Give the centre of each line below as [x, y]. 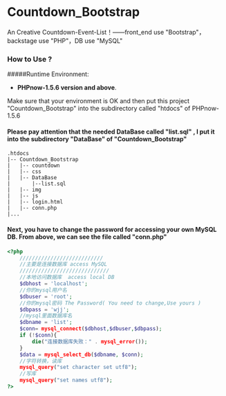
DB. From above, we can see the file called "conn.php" [87, 237]
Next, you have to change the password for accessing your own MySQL [112, 230]
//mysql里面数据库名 [46, 316]
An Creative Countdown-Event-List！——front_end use [86, 32]
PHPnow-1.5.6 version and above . [67, 88]
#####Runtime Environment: [48, 74]
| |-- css [24, 172]
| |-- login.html [35, 202]
